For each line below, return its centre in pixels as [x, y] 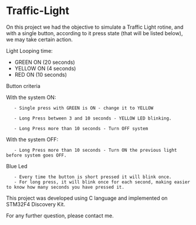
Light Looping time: [29, 50]
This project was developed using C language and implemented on [87, 198]
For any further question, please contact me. [60, 216]
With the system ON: [31, 97]
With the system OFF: [32, 139]
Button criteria [23, 86]
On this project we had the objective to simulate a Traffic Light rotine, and [95, 27]
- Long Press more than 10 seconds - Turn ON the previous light [95, 150]
